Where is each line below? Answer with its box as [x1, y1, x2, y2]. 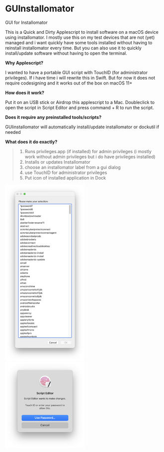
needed [5, 129, 21, 135]
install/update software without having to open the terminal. [5, 50, 128, 56]
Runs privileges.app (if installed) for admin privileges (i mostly [24, 148, 152, 154]
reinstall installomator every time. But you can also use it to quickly [5, 45, 142, 51]
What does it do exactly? [5, 139, 58, 145]
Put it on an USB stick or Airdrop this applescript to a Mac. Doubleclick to [5, 99, 155, 105]
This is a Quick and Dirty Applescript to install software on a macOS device [5, 29, 159, 35]
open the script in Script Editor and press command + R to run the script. [5, 104, 154, 110]
